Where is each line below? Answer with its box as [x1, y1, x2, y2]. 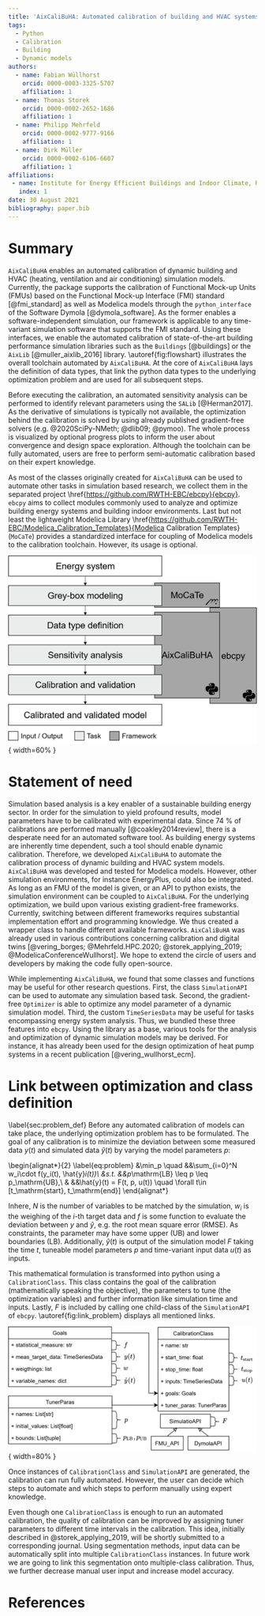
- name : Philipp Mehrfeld [15, 121, 101, 130]
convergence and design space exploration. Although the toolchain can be [8, 440, 251, 450]
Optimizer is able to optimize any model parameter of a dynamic [23, 1000, 232, 1009]
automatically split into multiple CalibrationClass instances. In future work [8, 1549, 250, 1558]
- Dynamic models [15, 55, 73, 62]
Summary [8, 239, 73, 257]
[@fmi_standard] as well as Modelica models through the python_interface [8, 299, 252, 308]
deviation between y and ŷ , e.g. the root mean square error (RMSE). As [8, 1219, 239, 1229]
